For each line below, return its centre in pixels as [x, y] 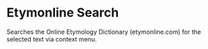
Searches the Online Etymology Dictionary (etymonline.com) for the [104, 32]
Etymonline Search [63, 13]
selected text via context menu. [52, 39]
